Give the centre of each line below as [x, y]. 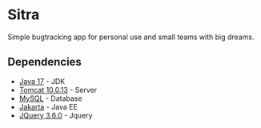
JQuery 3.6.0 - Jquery [56, 115]
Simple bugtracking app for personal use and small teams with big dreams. [131, 37]
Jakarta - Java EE [48, 106]
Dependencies [44, 62]
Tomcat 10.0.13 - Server [58, 90]
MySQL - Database [50, 98]
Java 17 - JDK [42, 81]
